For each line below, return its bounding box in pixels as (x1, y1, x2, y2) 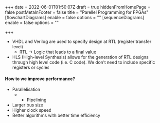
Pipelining (26, 97, 47, 103)
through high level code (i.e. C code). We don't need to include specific (12, 60, 156, 65)
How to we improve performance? (5, 76, 75, 82)
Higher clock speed (12, 107, 52, 113)
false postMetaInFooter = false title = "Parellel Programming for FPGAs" (5, 9, 149, 15)
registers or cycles (12, 64, 50, 70)
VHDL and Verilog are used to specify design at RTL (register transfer (12, 39, 152, 44)
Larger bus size (12, 102, 44, 108)
